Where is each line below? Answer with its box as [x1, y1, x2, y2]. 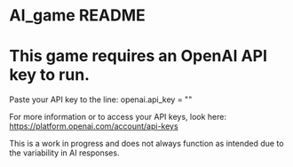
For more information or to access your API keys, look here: [9, 112, 226, 123]
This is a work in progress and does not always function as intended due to [9, 139, 284, 149]
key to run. [9, 65, 91, 85]
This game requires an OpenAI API [9, 46, 268, 67]
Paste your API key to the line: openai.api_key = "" [9, 94, 193, 105]
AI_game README [9, 5, 146, 26]
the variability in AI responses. [9, 147, 120, 158]
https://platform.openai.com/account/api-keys [9, 121, 179, 131]
